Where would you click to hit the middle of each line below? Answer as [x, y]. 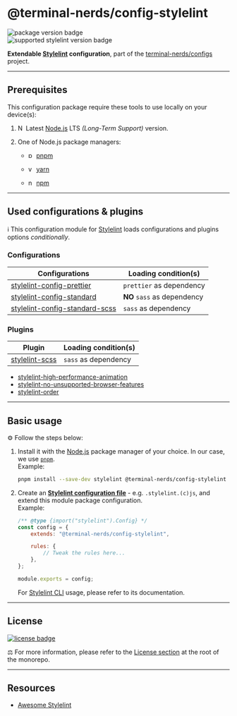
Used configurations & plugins [75, 212]
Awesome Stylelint [44, 705]
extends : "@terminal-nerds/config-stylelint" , [100, 534]
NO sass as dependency [163, 296]
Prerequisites [37, 90]
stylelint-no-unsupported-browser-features [81, 384]
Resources [31, 688]
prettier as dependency [164, 285]
